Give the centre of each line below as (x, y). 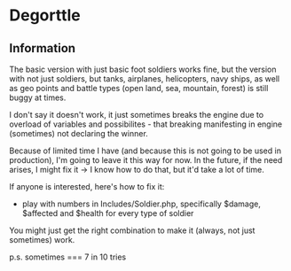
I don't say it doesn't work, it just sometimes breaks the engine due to (137, 115)
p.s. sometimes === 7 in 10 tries (68, 257)
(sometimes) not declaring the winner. (79, 133)
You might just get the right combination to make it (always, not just (132, 230)
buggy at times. (38, 97)
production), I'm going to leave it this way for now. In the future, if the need (146, 160)
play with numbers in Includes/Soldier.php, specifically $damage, (142, 204)
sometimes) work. (42, 240)
